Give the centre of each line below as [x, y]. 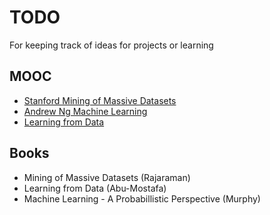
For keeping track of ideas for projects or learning [111, 45]
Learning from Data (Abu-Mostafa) [95, 188]
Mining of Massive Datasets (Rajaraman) [107, 177]
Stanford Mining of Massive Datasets [100, 100]
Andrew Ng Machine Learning [85, 111]
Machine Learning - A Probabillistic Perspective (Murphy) [142, 198]
